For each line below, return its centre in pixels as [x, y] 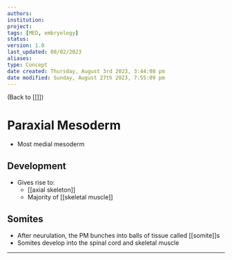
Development [37, 166]
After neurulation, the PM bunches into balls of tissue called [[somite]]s [118, 235]
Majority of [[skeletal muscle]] [70, 197]
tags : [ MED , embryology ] [43, 33]
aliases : [20, 59]
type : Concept [28, 65]
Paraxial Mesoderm [64, 125]
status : [18, 39]
